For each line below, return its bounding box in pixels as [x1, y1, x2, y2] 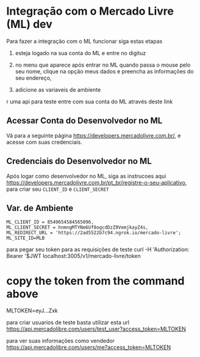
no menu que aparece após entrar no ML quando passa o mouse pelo [15, 61, 191, 68]
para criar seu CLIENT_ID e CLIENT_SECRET [6, 185, 109, 193]
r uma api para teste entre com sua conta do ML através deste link [6, 98, 173, 105]
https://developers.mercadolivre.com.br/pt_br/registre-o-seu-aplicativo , [6, 178, 187, 186]
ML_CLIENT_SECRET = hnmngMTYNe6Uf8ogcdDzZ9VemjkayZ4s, [6, 224, 149, 230]
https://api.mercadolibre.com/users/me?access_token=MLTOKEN [6, 344, 171, 351]
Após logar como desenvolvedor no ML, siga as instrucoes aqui [6, 172, 166, 180]
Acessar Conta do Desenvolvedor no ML [6, 116, 163, 126]
